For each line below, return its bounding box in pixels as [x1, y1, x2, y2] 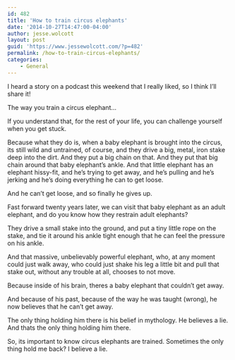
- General [20, 63, 49, 70]
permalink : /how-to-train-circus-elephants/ [7, 50, 140, 57]
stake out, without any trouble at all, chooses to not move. [7, 267, 176, 275]
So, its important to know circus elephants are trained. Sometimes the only [7, 337, 224, 345]
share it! [7, 89, 31, 98]
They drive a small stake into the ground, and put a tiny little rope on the [7, 223, 217, 232]
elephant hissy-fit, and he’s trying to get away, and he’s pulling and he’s [7, 168, 215, 176]
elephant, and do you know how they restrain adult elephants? [7, 210, 188, 218]
